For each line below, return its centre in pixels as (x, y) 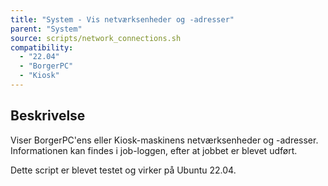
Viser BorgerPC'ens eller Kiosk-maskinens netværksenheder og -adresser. (164, 140)
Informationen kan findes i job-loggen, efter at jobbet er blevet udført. (154, 150)
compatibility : (42, 47)
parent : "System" (46, 29)
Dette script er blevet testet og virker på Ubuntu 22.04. (123, 170)
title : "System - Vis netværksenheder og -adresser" (122, 19)
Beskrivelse (48, 116)
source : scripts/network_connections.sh (96, 38)
